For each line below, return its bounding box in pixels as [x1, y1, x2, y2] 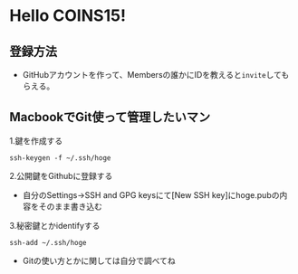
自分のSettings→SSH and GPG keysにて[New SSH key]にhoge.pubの [22, 189, 280, 200]
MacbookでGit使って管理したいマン [9, 109, 211, 125]
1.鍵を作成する [9, 135, 63, 146]
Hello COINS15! [9, 5, 127, 26]
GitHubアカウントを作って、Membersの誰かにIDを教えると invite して [22, 70, 282, 80]
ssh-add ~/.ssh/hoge [9, 238, 88, 247]
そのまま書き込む [38, 201, 102, 212]
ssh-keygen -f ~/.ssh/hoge [9, 153, 111, 163]
